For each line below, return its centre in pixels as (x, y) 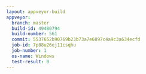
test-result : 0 (31, 61)
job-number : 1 (29, 51)
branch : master (31, 23)
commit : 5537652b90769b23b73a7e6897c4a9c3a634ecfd (76, 39)
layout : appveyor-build (36, 12)
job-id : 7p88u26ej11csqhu (44, 45)
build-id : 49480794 (36, 28)
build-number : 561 (35, 34)
